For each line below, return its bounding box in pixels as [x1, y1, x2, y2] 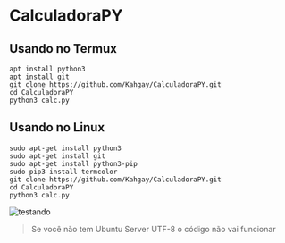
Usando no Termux [9, 41, 118, 56]
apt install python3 [9, 64, 87, 73]
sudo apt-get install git [9, 151, 105, 161]
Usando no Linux [9, 120, 105, 135]
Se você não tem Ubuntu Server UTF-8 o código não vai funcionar [30, 223, 276, 234]
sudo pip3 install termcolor [9, 167, 118, 176]
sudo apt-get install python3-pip [9, 159, 138, 168]
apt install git [9, 72, 70, 81]
